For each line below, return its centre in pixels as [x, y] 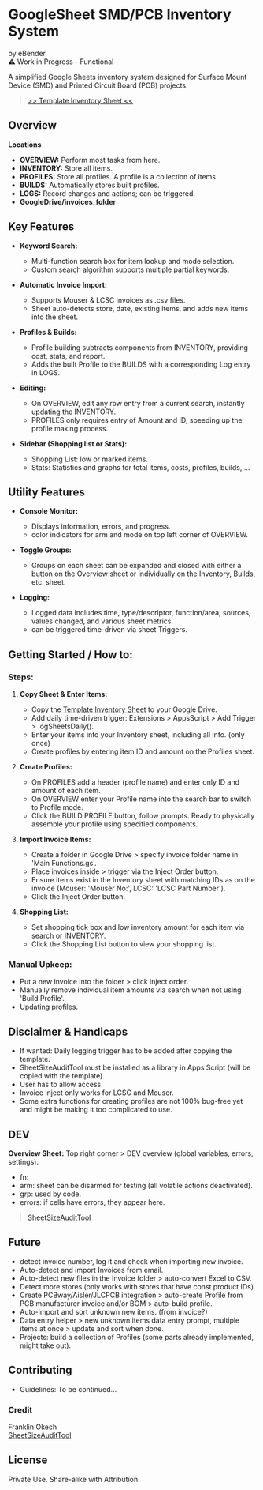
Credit [20, 1409]
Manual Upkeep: [40, 964]
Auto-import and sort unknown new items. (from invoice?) [113, 1311]
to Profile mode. [57, 807]
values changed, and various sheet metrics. [102, 621]
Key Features [41, 227]
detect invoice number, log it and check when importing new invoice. [131, 1261]
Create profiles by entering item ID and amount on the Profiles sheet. [143, 751]
